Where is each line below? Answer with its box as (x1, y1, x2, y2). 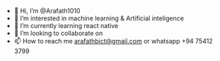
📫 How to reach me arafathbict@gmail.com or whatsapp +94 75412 (13, 37, 214, 45)
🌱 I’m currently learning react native (13, 22, 119, 29)
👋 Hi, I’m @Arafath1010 (13, 7, 81, 15)
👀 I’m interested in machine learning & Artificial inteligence (13, 14, 184, 22)
